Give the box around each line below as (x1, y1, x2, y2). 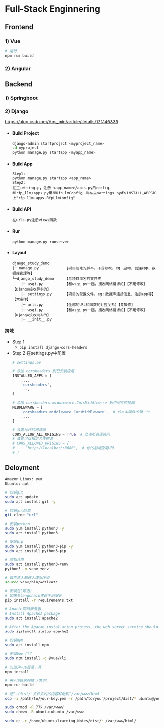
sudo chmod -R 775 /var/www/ (5, 704, 64, 710)
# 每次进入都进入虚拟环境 (5, 575, 50, 580)
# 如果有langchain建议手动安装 (5, 593, 62, 598)
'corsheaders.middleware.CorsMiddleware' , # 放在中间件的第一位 (21, 409, 150, 414)
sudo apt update (5, 495, 38, 500)
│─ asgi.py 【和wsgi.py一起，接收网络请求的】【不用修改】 (21, 281, 147, 286)
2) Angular (5, 65, 31, 72)
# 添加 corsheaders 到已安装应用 (12, 368, 75, 373)
